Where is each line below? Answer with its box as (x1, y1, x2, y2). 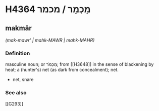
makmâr (5, 24, 32, 32)
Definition (5, 50, 30, 57)
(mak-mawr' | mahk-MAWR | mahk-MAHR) (5, 37, 95, 43)
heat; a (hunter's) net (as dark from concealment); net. (5, 67, 119, 73)
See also (5, 89, 27, 96)
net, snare (12, 77, 34, 83)
